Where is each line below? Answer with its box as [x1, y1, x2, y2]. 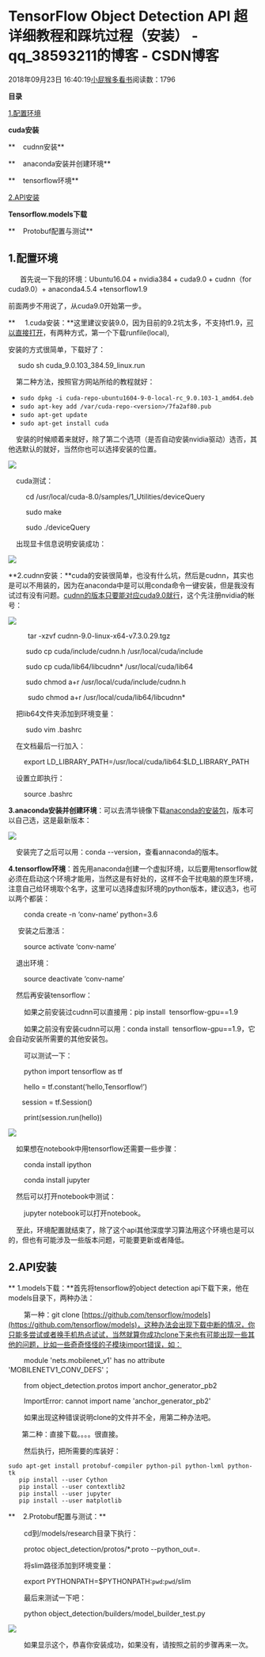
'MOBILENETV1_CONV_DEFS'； [8, 1364, 111, 1374]
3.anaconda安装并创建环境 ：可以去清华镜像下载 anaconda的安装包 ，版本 [8, 806, 247, 815]
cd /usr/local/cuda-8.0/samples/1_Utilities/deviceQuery [25, 492, 206, 501]
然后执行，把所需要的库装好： [23, 1446, 121, 1456]
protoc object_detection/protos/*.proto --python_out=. [23, 1544, 200, 1554]
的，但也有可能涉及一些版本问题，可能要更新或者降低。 [8, 1234, 188, 1245]
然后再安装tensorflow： [15, 990, 93, 1000]
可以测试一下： [23, 1050, 73, 1060]
